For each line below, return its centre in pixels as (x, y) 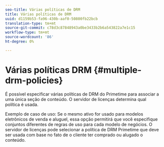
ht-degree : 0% (20, 42)
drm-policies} (34, 80)
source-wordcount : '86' (30, 37)
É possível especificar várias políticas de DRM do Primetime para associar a (82, 94)
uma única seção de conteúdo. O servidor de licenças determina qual (76, 99)
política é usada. (22, 104)
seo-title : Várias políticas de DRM (43, 10)
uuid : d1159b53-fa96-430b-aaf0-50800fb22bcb (51, 19)
